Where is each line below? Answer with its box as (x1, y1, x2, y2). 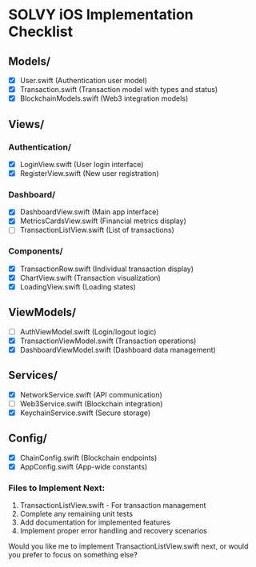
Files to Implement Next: (8, 482, 106, 493)
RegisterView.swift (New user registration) (19, 168, 159, 178)
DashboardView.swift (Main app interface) (19, 207, 159, 217)
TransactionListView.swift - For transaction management (19, 501, 206, 510)
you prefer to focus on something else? (8, 550, 138, 560)
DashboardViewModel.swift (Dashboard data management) (19, 345, 216, 354)
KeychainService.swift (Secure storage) (19, 408, 151, 417)
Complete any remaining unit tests (19, 509, 134, 519)
